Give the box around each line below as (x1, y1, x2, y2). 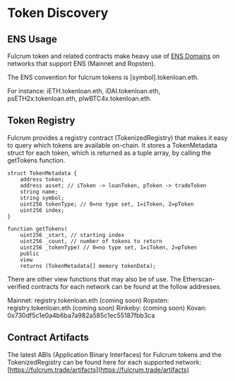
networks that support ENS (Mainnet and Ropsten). (7, 59, 156, 68)
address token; (20, 175, 65, 183)
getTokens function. (7, 156, 66, 164)
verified (7, 282, 30, 291)
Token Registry (7, 115, 76, 127)
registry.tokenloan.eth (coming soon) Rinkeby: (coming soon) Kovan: (7, 303, 207, 312)
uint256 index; (20, 206, 65, 213)
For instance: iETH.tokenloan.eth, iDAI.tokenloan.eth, (7, 87, 161, 95)
